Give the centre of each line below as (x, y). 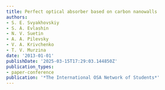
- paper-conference (30, 72)
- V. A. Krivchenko (30, 45)
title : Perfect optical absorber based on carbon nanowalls (82, 12)
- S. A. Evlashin (27, 28)
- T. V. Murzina (26, 50)
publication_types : (30, 67)
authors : (17, 17)
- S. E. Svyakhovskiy (33, 22)
